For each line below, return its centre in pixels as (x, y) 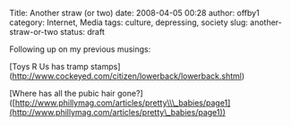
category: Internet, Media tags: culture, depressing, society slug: (129, 22)
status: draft (82, 32)
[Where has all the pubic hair (63, 93)
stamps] (106, 67)
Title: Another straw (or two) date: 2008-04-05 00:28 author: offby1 (134, 13)
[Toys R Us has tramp (49, 67)
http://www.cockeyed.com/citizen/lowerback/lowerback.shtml (127, 76)
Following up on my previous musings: (80, 49)
